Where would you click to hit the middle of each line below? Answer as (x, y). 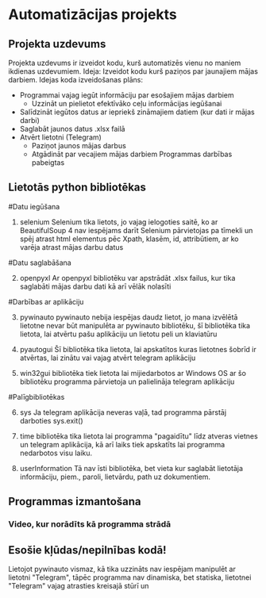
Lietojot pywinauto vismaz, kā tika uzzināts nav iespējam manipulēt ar (122, 569)
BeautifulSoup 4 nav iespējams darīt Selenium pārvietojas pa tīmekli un (136, 230)
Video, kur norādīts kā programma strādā (90, 524)
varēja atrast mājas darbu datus (71, 247)
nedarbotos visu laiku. (56, 453)
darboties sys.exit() (51, 420)
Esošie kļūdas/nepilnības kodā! (87, 550)
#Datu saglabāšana (40, 263)
